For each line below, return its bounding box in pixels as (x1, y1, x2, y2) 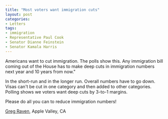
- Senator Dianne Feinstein (5, 40, 64, 45)
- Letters (5, 21, 26, 26)
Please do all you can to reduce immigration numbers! (5, 98, 117, 105)
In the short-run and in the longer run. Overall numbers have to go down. (5, 78, 155, 84)
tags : (5, 26, 17, 31)
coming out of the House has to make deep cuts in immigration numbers (5, 63, 154, 69)
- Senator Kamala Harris (5, 44, 57, 49)
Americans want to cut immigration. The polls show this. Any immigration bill (5, 58, 163, 64)
